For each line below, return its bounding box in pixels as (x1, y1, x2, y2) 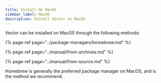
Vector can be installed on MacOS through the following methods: (5, 30, 140, 36)
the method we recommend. (5, 74, 63, 80)
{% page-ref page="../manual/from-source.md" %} (5, 59, 110, 65)
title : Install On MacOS (5, 7, 57, 12)
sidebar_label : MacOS (5, 12, 50, 17)
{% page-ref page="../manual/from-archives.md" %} (5, 49, 113, 55)
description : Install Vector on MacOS (5, 16, 85, 21)
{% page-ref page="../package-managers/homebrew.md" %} (5, 40, 131, 45)
